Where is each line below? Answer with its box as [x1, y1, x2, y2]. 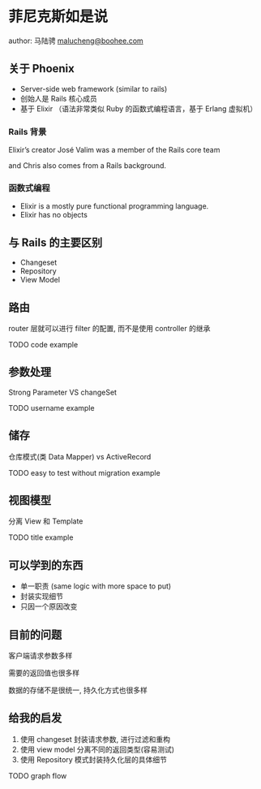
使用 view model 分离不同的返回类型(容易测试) [19, 744, 175, 754]
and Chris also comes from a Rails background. [8, 161, 167, 170]
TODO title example [8, 532, 74, 542]
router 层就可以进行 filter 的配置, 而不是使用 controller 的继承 [8, 323, 211, 333]
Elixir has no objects [19, 210, 88, 220]
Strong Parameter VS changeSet [8, 387, 118, 397]
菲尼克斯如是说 [8, 7, 109, 26]
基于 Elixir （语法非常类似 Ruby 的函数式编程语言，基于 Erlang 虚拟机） [19, 103, 258, 114]
